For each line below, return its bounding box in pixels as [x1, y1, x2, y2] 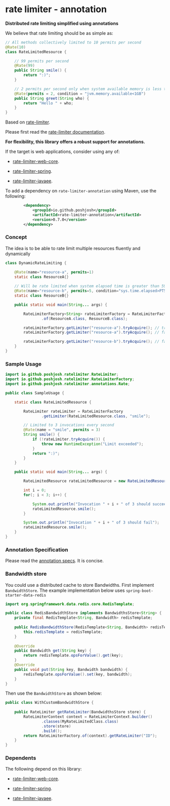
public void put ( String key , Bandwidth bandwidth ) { [14, 667, 128, 672]
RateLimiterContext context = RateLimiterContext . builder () [23, 714, 153, 719]
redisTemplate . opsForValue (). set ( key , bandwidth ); [23, 672, 133, 677]
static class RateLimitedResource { [14, 399, 92, 405]
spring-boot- [125, 588, 153, 593]
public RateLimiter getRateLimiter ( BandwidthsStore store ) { [14, 710, 146, 715]
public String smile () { [14, 68, 67, 73]
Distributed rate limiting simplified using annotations [5, 20, 119, 26]
